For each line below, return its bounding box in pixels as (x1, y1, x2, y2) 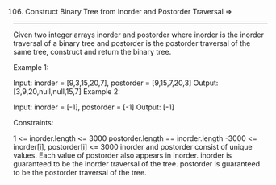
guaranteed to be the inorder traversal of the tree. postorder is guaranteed (13, 159, 261, 168)
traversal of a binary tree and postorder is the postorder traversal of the (13, 39, 251, 47)
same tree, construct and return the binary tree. (13, 47, 172, 56)
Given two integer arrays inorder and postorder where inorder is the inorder (13, 30, 265, 39)
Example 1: (13, 63, 49, 72)
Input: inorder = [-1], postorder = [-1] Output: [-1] (13, 102, 174, 112)
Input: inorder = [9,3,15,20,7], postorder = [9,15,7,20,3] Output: (13, 78, 219, 88)
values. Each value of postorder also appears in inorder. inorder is (13, 150, 232, 160)
